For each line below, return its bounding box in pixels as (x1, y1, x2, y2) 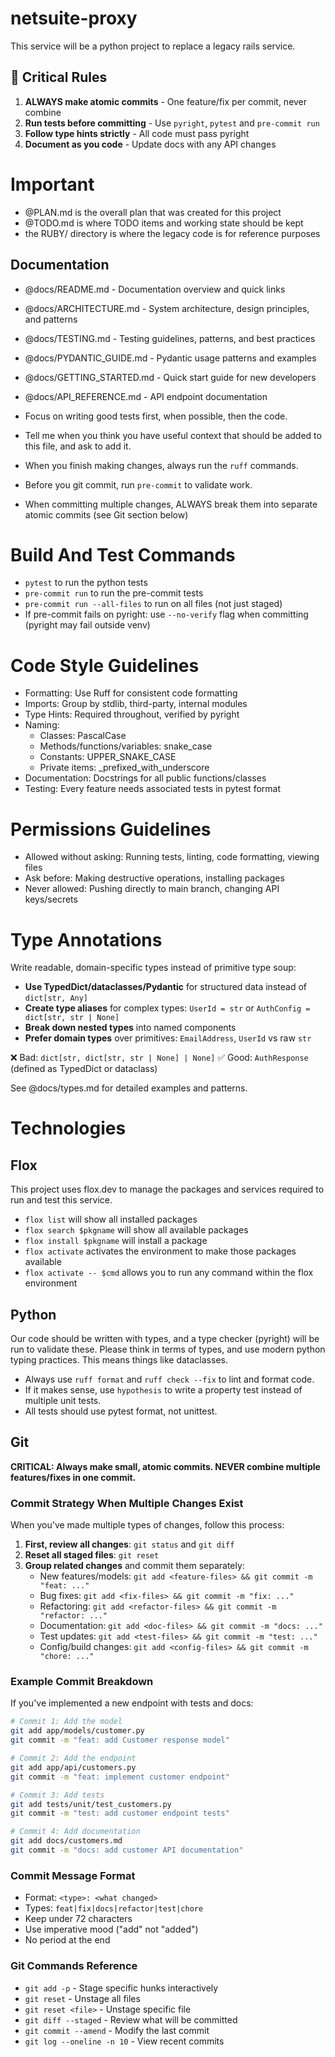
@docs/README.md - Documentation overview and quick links (24, 283, 286, 295)
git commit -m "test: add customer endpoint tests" (10, 1808, 230, 1819)
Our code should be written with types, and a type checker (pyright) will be (10, 1333, 320, 1345)
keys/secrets (24, 893, 78, 906)
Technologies (10, 1117, 127, 1140)
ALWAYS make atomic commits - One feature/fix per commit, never (24, 95, 308, 107)
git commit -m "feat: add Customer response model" (10, 1735, 230, 1746)
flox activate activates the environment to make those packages (24, 1245, 297, 1257)
